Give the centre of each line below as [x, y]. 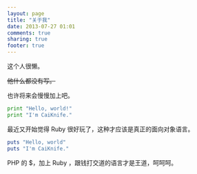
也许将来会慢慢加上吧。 [40, 95]
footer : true [26, 46]
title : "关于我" [29, 20]
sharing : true [28, 39]
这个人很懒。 [25, 66]
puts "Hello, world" [37, 142]
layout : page [26, 13]
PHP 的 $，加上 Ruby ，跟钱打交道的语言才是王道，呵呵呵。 [92, 162]
